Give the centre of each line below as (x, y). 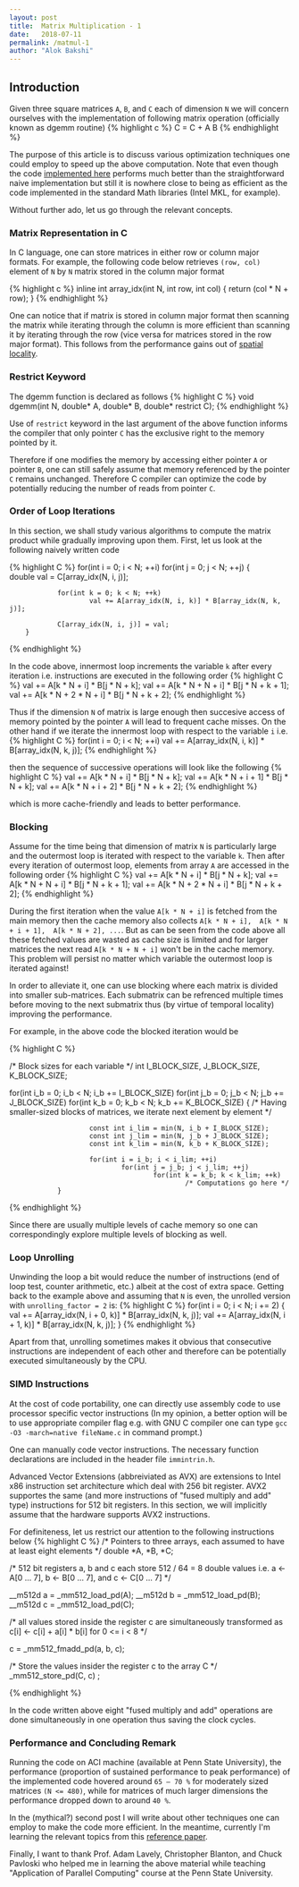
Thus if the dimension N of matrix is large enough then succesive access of (147, 711)
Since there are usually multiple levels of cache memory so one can (134, 1225)
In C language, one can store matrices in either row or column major (134, 252)
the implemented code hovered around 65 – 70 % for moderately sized (139, 1781)
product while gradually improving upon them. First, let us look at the (136, 540)
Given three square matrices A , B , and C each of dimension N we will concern (149, 108)
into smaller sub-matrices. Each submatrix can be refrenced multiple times (146, 995)
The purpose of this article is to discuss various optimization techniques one (149, 154)
